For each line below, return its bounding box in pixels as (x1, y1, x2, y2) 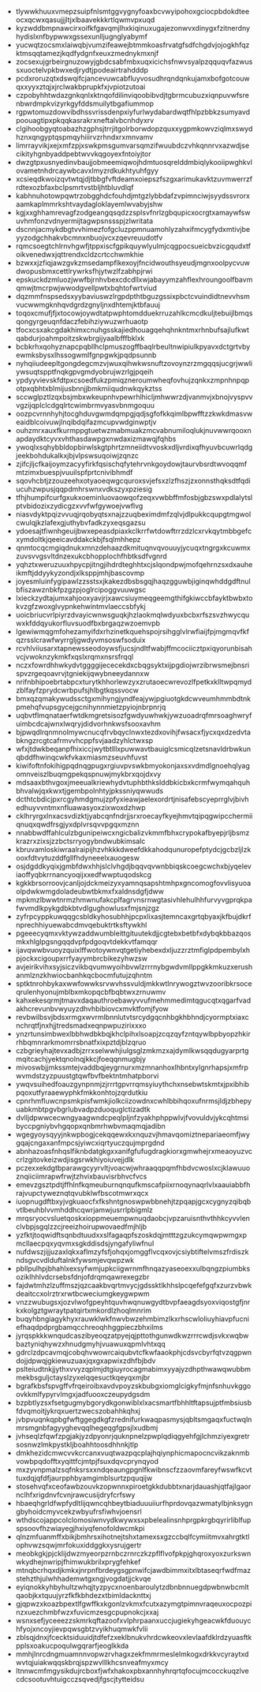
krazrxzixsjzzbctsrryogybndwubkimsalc (15, 836, 146, 846)
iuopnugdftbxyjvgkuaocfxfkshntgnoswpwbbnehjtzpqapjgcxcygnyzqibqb (15, 1197, 252, 1206)
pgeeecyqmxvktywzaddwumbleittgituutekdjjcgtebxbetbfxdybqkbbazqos (15, 928, 252, 938)
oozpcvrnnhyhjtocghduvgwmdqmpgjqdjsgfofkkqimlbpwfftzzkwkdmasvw (15, 409, 253, 418)
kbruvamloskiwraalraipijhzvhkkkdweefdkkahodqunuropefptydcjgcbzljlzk (15, 845, 252, 854)
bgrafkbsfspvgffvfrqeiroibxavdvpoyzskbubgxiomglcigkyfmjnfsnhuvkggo (15, 1381, 252, 1391)
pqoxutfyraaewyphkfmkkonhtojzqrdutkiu (15, 1088, 148, 1097)
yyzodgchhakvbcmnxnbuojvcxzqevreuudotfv (15, 233, 163, 242)
